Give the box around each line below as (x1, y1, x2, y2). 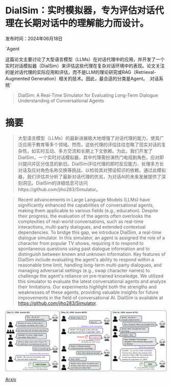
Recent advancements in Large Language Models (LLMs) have (17, 196, 150, 202)
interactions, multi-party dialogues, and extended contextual (17, 223, 146, 230)
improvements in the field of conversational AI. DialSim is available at (17, 294, 163, 300)
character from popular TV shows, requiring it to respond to (17, 240, 144, 246)
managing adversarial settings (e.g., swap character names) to (17, 267, 150, 273)
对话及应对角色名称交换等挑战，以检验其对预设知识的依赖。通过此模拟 (17, 167, 166, 173)
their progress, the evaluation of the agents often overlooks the (17, 213, 152, 219)
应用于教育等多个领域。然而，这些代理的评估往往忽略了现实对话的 (22, 141, 162, 148)
